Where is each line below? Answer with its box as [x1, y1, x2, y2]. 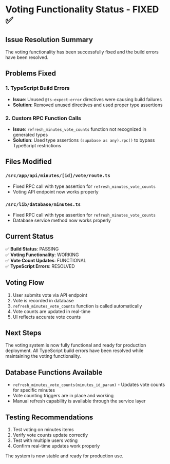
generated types [12, 131, 48, 138]
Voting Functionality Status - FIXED [5, 4, 159, 15]
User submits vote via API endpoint [12, 292, 87, 298]
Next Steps [5, 328, 42, 337]
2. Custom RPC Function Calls [5, 114, 81, 122]
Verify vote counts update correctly [12, 432, 88, 438]
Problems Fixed [5, 69, 56, 78]
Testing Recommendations [5, 413, 93, 421]
